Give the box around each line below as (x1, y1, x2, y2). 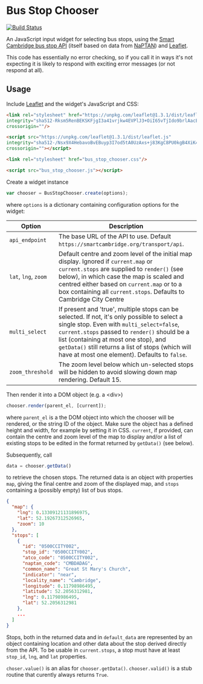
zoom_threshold (9, 368, 53, 375)
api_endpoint (9, 236, 47, 243)
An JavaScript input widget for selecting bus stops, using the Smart (6, 35, 175, 42)
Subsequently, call (6, 451, 53, 458)
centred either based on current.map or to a (58, 280, 182, 288)
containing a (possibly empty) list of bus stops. (6, 486, 123, 494)
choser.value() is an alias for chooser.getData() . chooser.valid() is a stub (6, 665, 192, 672)
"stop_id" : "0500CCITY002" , (22, 549, 94, 555)
